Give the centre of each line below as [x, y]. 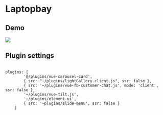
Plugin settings [30, 56]
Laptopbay [29, 9]
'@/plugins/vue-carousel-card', [58, 76]
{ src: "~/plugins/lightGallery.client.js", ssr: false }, [88, 81]
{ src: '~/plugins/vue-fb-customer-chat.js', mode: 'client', [91, 85]
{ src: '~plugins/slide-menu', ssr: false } [72, 103]
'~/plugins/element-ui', [50, 99]
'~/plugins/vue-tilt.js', [51, 94]
